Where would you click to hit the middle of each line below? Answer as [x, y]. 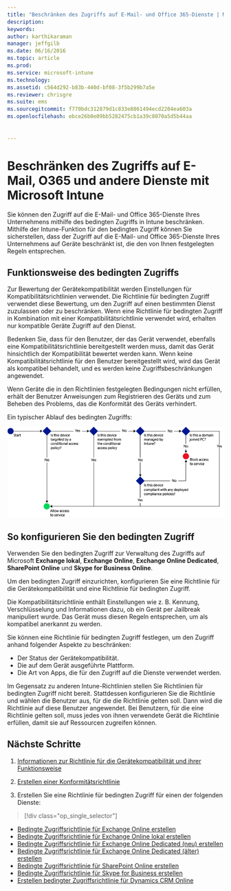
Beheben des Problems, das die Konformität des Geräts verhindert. [102, 404]
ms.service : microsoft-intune [51, 72]
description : [26, 22]
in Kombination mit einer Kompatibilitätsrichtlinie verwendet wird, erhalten [112, 319]
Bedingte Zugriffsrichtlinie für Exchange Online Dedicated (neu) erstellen [120, 843]
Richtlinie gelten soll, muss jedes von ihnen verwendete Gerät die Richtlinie [113, 715]
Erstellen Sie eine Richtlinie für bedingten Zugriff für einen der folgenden [120, 795]
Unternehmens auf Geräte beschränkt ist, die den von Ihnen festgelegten [111, 243]
